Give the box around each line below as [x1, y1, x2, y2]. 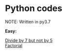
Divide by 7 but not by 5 [5, 37, 53, 43]
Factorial [5, 42, 23, 48]
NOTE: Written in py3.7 [5, 19, 51, 25]
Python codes [5, 3, 63, 14]
